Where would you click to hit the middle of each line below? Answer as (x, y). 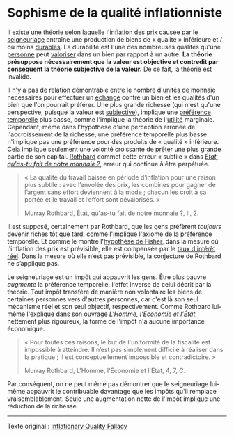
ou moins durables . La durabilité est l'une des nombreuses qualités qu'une (114, 47)
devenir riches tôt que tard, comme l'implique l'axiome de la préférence (110, 234)
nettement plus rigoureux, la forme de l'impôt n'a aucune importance (106, 321)
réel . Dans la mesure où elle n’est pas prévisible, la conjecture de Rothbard (114, 256)
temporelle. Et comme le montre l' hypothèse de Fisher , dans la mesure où (113, 241)
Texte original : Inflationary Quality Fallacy (67, 426)
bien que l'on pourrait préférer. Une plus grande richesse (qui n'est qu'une (114, 104)
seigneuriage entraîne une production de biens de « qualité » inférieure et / (115, 39)
